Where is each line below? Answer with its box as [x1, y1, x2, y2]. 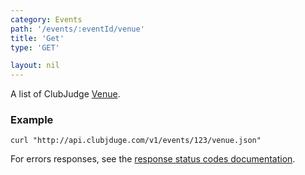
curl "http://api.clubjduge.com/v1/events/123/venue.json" [10, 136, 262, 146]
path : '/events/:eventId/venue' [10, 24, 145, 34]
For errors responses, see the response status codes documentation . [10, 153, 296, 165]
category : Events [10, 14, 83, 25]
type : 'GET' [10, 42, 60, 53]
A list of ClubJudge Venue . [10, 88, 121, 100]
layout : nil [10, 61, 60, 71]
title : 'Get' [10, 33, 65, 43]
